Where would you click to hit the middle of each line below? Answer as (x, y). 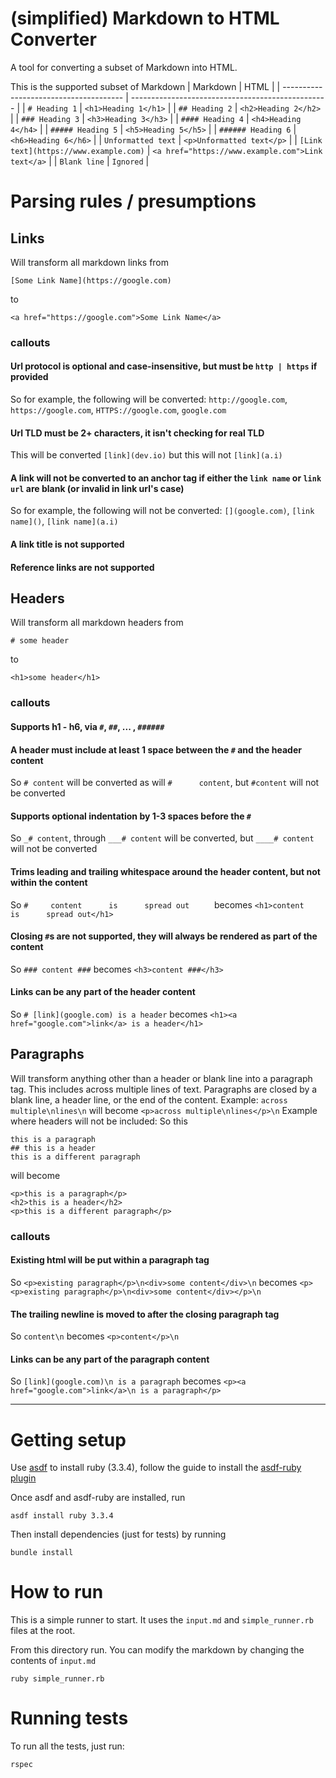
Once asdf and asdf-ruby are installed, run (98, 1498)
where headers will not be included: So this (99, 1121)
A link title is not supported (67, 544)
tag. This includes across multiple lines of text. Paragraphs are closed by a (164, 1089)
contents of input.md (53, 1661)
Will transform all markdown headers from (97, 623)
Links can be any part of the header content (103, 992)
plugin (23, 1478)
